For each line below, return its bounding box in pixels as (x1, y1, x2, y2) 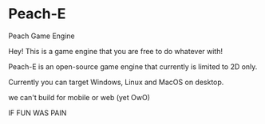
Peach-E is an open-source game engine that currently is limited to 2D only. (8, 61, 258, 72)
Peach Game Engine (8, 31, 76, 41)
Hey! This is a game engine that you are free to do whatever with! (8, 46, 223, 56)
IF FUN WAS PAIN (8, 108, 67, 118)
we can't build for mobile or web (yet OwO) (8, 92, 150, 102)
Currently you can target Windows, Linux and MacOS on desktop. (8, 77, 224, 87)
